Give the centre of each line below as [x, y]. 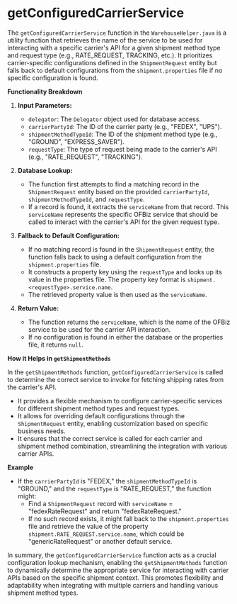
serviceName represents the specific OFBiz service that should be [123, 214]
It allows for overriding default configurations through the [101, 415]
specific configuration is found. [53, 78]
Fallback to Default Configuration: [69, 235]
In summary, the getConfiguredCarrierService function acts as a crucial [112, 555]
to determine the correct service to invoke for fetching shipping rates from [116, 379]
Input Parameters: [45, 105]
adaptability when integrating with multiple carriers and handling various [113, 585]
